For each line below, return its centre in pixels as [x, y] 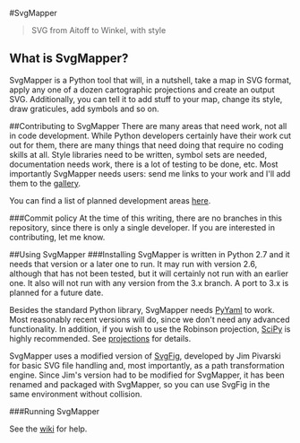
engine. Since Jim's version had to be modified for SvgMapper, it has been [147, 375]
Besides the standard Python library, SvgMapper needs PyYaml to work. [142, 309]
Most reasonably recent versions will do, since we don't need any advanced [150, 319]
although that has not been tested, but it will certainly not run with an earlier [149, 274]
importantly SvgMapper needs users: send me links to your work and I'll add [150, 173]
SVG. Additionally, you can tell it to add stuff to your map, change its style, [146, 99]
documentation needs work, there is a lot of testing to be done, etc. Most [144, 164]
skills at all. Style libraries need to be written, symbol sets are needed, [138, 154]
